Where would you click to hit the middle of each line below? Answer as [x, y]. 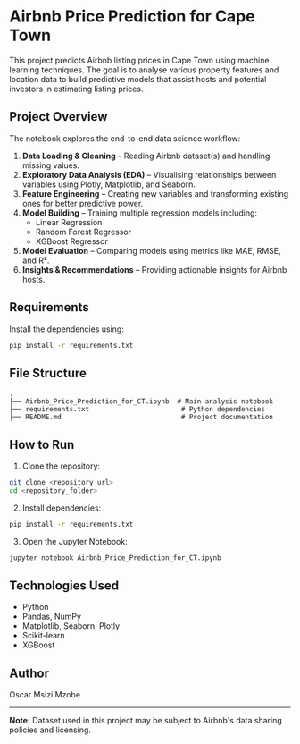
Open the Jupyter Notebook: [75, 541]
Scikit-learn [43, 636]
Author [29, 673]
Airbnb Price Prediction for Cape [133, 17]
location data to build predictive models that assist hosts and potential [138, 79]
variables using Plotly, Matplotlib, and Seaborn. [109, 184]
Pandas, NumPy [52, 617]
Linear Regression [69, 222]
